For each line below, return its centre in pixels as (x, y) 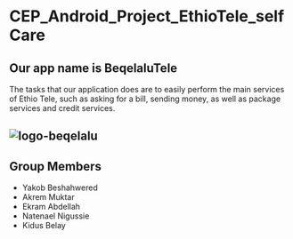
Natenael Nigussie (56, 216)
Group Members (56, 166)
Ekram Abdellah (51, 207)
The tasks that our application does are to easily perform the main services (147, 89)
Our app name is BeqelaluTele (94, 68)
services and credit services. (62, 108)
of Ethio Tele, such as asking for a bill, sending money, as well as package (145, 99)
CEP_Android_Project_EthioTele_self (147, 16)
